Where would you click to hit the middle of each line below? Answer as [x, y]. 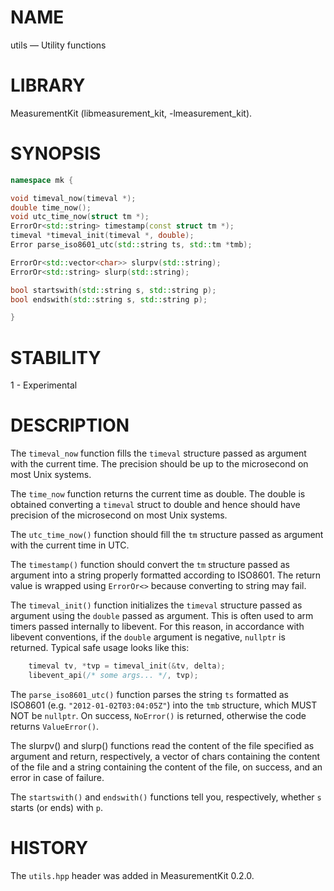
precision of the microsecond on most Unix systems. [119, 515]
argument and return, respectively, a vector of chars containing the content [165, 756]
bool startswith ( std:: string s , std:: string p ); [113, 290]
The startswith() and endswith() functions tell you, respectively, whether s [166, 797]
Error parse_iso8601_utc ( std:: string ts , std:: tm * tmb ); [131, 245]
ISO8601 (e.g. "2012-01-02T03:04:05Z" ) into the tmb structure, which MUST [164, 705]
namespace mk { [42, 180]
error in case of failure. [57, 777]
